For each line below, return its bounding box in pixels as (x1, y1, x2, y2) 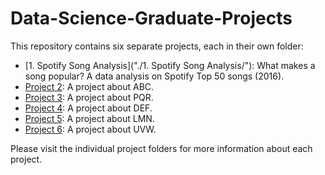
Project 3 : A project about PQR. (24, 91, 154, 103)
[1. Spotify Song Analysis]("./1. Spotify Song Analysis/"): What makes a (24, 59, 316, 71)
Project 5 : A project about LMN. (24, 112, 155, 124)
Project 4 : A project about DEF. (24, 102, 153, 114)
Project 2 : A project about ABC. (24, 80, 155, 92)
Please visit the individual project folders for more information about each (10, 142, 313, 154)
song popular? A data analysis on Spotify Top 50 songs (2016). (24, 70, 285, 82)
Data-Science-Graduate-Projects (10, 7, 293, 30)
